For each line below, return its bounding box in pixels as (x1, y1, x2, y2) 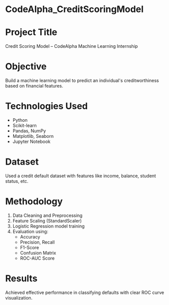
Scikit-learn (12, 122, 37, 128)
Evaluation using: (12, 228, 48, 235)
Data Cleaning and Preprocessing (12, 212, 83, 218)
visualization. (5, 294, 33, 300)
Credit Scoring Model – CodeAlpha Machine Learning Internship (5, 43, 138, 49)
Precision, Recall (20, 239, 55, 245)
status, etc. (5, 178, 29, 184)
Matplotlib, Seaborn (12, 133, 54, 139)
